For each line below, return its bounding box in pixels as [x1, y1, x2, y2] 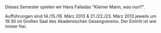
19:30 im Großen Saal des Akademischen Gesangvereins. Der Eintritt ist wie [5, 19, 157, 24]
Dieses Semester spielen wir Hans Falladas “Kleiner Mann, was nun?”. [5, 4, 145, 10]
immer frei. [5, 23, 27, 29]
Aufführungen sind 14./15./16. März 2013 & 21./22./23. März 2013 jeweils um [5, 13, 157, 19]
